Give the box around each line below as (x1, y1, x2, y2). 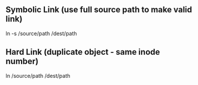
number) (5, 56, 39, 67)
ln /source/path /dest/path (5, 72, 71, 79)
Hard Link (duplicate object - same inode (5, 47, 160, 57)
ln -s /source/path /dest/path (5, 30, 77, 37)
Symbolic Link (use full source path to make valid (5, 5, 193, 15)
